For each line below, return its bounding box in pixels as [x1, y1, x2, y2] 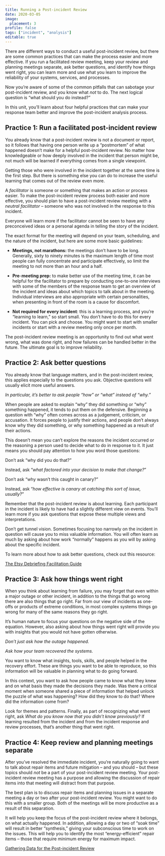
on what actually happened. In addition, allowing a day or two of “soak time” [5, 820, 160, 826]
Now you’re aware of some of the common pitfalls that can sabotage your [5, 84, 155, 90]
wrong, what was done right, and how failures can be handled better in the [5, 339, 157, 345]
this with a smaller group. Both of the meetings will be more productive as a [5, 800, 159, 806]
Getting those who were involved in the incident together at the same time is [5, 167, 160, 173]
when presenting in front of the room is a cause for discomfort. [12, 299, 140, 305]
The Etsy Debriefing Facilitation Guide [5, 560, 82, 566]
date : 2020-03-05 [5, 12, 41, 17]
